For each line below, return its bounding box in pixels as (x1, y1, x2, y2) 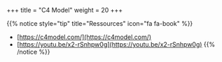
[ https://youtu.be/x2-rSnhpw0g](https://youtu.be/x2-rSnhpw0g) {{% (16, 40, 216, 48)
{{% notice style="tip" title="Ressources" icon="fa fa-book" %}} (6, 20, 193, 27)
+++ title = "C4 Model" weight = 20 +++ (6, 6, 123, 14)
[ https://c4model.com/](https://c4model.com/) (16, 33, 152, 41)
